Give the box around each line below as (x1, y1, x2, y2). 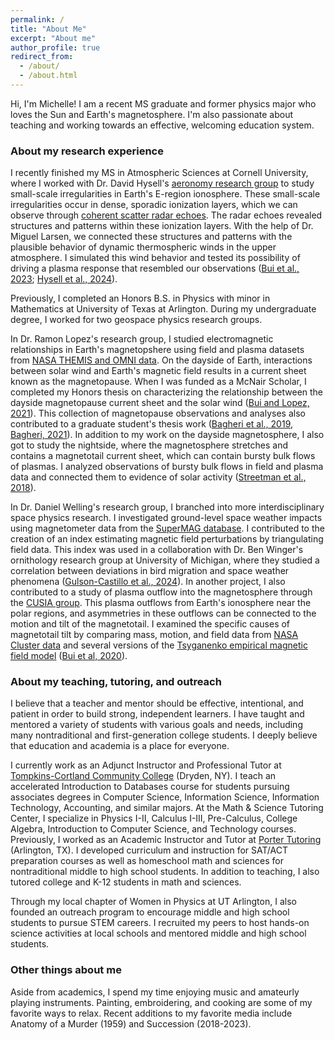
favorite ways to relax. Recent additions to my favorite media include (10, 1007, 293, 1019)
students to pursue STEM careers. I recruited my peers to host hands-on (10, 917, 310, 929)
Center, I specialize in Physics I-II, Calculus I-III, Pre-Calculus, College (10, 812, 298, 825)
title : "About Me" (10, 24, 87, 34)
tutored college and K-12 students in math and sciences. (10, 876, 242, 888)
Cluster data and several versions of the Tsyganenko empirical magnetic (10, 639, 308, 651)
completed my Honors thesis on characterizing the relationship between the (10, 386, 324, 398)
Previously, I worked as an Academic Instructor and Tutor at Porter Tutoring (10, 834, 322, 846)
